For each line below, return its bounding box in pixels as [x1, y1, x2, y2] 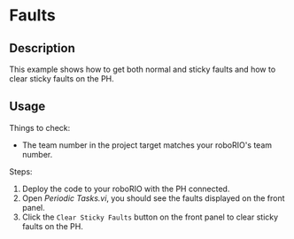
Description [9, 41, 75, 56]
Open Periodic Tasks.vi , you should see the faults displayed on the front [21, 192, 285, 204]
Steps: [9, 166, 33, 177]
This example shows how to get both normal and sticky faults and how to [9, 64, 276, 74]
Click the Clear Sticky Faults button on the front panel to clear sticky [21, 212, 279, 222]
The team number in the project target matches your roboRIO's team [21, 139, 273, 150]
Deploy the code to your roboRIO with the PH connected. [21, 183, 230, 194]
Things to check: [9, 122, 71, 133]
